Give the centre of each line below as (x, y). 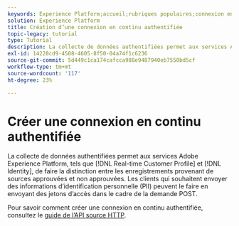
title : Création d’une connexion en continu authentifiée (95, 27)
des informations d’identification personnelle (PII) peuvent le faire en (108, 186)
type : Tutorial (30, 41)
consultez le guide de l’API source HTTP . (67, 215)
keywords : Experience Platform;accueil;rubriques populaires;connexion (116, 14)
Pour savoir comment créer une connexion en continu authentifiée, (105, 208)
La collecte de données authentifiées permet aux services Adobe (103, 156)
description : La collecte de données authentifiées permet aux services (117, 47)
